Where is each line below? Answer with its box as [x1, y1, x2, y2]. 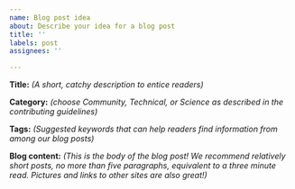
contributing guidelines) [9, 106, 98, 117]
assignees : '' [9, 47, 63, 56]
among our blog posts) [9, 133, 95, 144]
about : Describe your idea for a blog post [9, 22, 176, 31]
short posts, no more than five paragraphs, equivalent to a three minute [9, 160, 277, 171]
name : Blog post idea [9, 13, 91, 22]
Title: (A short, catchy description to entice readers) [9, 79, 205, 90]
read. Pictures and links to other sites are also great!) [9, 170, 207, 181]
